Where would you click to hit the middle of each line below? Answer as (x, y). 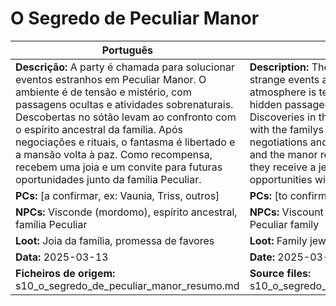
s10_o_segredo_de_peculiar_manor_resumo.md (127, 285)
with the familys (286, 129)
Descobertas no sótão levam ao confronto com (126, 117)
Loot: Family (278, 240)
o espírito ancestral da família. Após (99, 129)
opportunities (281, 179)
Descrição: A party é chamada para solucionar (125, 67)
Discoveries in (283, 117)
